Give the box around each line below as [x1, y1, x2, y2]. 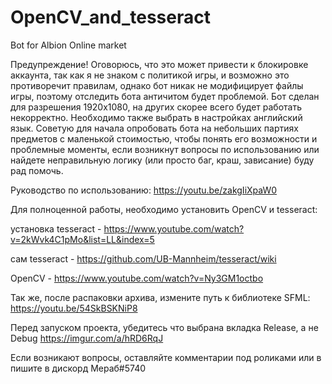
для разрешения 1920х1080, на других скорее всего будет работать [10, 101, 302, 113]
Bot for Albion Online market [10, 39, 127, 51]
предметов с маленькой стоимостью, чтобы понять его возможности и [10, 132, 318, 145]
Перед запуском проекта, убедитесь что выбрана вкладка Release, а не [10, 321, 319, 333]
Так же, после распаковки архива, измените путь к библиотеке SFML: [10, 291, 311, 303]
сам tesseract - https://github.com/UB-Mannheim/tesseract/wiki [10, 252, 277, 265]
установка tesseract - [10, 222, 102, 235]
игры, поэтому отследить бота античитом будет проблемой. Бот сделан [10, 90, 320, 102]
